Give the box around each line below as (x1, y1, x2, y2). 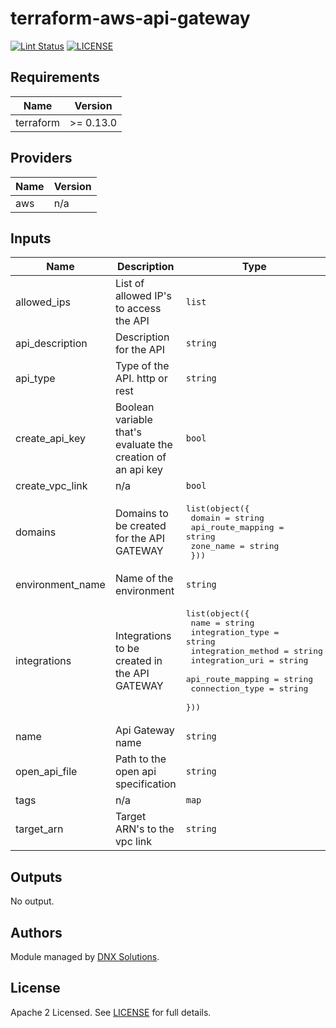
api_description (15, 337, 88, 351)
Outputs (10, 868, 63, 886)
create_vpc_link (15, 479, 88, 493)
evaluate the (114, 438, 173, 452)
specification (114, 777, 177, 791)
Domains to (114, 507, 169, 521)
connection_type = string (190, 683, 309, 694)
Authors (10, 924, 63, 941)
